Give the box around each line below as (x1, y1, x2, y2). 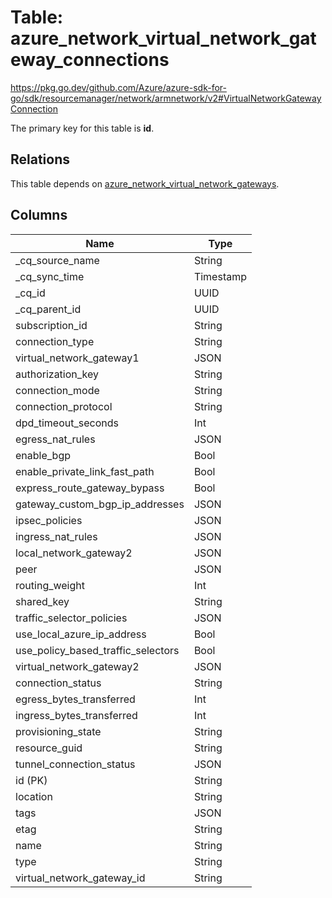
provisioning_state (15, 724, 102, 738)
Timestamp (193, 269, 247, 283)
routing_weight (15, 578, 85, 592)
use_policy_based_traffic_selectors (15, 643, 180, 657)
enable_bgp (15, 448, 72, 462)
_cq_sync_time (15, 269, 85, 283)
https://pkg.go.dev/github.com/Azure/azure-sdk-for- (10, 81, 227, 93)
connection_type (15, 334, 95, 348)
